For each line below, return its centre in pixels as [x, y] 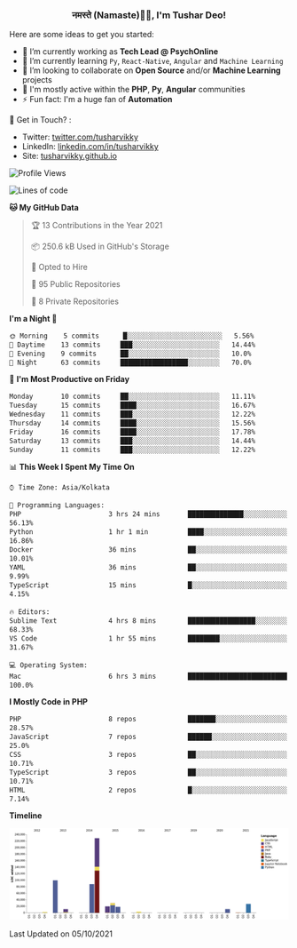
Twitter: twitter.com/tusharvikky [80, 137]
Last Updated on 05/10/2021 [61, 934]
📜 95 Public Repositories [76, 284]
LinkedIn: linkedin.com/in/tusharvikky [90, 147]
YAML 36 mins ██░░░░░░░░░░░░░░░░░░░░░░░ [148, 568]
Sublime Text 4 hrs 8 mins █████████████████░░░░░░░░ [148, 621]
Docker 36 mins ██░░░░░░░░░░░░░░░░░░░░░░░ [148, 550]
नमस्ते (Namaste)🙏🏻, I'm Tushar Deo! [149, 15]
